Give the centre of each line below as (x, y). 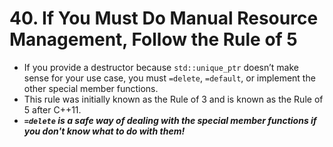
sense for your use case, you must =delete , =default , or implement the (169, 78)
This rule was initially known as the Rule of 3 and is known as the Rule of (173, 99)
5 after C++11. (52, 109)
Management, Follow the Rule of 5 (153, 39)
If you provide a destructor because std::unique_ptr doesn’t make (161, 67)
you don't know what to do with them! (104, 131)
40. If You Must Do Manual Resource (164, 18)
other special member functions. (91, 88)
